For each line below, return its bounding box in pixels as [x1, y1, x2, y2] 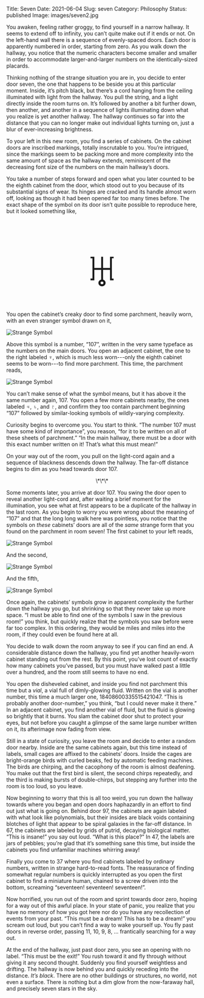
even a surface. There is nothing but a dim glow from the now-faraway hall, [6, 979, 195, 985]
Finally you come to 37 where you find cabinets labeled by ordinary [6, 858, 175, 865]
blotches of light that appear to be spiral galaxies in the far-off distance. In [6, 820, 192, 827]
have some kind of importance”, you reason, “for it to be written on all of [6, 428, 187, 434]
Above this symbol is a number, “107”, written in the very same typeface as [6, 341, 193, 347]
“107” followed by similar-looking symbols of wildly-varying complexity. [6, 410, 185, 416]
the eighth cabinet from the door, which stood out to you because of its [6, 182, 185, 189]
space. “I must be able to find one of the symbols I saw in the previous [6, 612, 183, 618]
